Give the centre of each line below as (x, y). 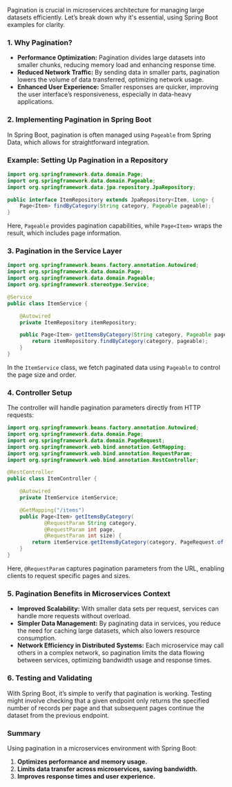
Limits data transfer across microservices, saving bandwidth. (107, 769)
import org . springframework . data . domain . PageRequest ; (86, 441)
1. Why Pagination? (40, 42)
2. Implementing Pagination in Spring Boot (79, 120)
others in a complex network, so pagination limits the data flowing (111, 653)
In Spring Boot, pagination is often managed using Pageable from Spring (109, 135)
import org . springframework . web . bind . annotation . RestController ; (103, 460)
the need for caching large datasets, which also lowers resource (108, 631)
